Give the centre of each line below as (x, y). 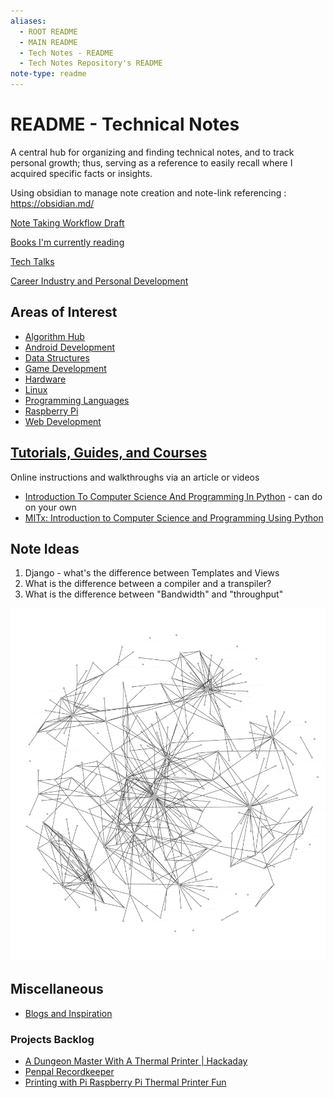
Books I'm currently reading (67, 242)
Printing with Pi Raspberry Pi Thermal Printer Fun (125, 1082)
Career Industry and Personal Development (99, 281)
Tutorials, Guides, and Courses (109, 453)
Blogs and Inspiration (68, 1013)
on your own (50, 507)
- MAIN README (48, 42)
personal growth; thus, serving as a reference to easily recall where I (151, 162)
